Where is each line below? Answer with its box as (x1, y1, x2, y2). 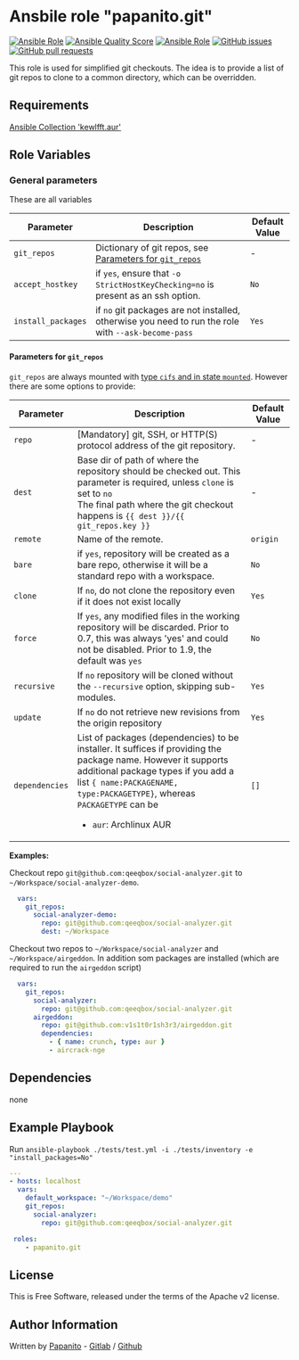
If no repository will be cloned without (77, 669, 234, 681)
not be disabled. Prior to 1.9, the (77, 643, 212, 655)
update (13, 712, 42, 722)
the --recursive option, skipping (77, 680, 213, 692)
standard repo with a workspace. (77, 569, 215, 581)
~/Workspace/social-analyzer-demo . (9, 877, 140, 887)
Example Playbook (9, 1120, 114, 1135)
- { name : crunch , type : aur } (48, 1037, 166, 1047)
